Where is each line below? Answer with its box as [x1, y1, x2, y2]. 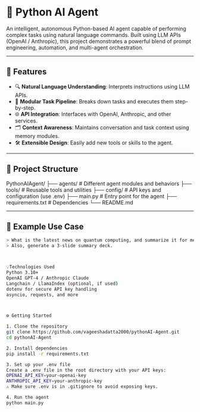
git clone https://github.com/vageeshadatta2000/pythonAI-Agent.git [6, 329, 180, 335]
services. [14, 117, 37, 124]
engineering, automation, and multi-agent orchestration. [6, 44, 144, 51]
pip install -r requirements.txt [6, 351, 89, 357]
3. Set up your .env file [6, 361, 70, 367]
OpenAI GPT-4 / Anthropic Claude [6, 275, 89, 281]
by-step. [14, 104, 36, 111]
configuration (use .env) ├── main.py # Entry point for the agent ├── [6, 193, 177, 200]
